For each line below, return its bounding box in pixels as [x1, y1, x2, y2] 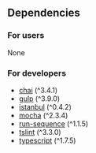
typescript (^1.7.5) [18, 136, 76, 145]
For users [7, 30, 45, 41]
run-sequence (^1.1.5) [18, 118, 89, 129]
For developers [7, 67, 67, 78]
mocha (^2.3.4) [18, 110, 68, 120]
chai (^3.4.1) [18, 85, 58, 95]
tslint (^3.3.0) [18, 127, 61, 136]
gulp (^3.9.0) [18, 94, 61, 103]
